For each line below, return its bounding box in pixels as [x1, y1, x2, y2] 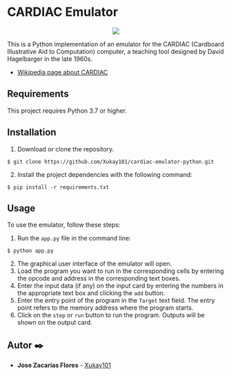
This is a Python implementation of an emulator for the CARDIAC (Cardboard [7, 39, 224, 48]
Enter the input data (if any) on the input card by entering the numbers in [17, 281, 224, 290]
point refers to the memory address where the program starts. [17, 303, 194, 312]
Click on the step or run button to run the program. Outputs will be [17, 311, 205, 319]
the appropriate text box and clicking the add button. [17, 289, 165, 297]
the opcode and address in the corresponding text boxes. [17, 274, 181, 283]
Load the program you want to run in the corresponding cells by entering [17, 267, 224, 275]
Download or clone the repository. [17, 144, 114, 153]
